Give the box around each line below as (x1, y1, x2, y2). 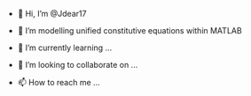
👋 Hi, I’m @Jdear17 (17, 9, 87, 18)
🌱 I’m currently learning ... (17, 42, 113, 53)
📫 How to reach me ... (17, 78, 100, 87)
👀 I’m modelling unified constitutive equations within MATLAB (17, 26, 242, 35)
